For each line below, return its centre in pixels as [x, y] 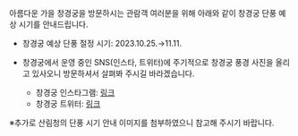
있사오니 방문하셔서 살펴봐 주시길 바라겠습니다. [113, 73]
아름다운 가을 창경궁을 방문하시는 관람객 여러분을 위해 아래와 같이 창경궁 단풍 [143, 13]
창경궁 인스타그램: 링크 [75, 93]
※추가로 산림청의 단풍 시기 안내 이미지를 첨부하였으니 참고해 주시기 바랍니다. [142, 123]
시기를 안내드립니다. [53, 24]
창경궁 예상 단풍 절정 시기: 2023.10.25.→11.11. [102, 43]
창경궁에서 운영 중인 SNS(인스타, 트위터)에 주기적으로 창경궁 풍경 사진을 [148, 62]
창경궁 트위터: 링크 [68, 104]
